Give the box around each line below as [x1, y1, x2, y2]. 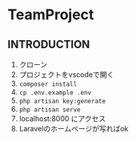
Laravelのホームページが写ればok [18, 124, 129, 133]
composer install [18, 80, 78, 88]
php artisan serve [18, 106, 81, 114]
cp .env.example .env [18, 89, 91, 97]
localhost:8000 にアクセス [18, 114, 107, 123]
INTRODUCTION [7, 38, 91, 51]
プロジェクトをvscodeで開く [18, 70, 115, 79]
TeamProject [7, 6, 95, 24]
